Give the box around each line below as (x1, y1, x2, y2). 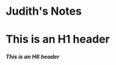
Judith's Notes (5, 4, 82, 18)
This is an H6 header (5, 53, 60, 60)
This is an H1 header (5, 32, 111, 47)
